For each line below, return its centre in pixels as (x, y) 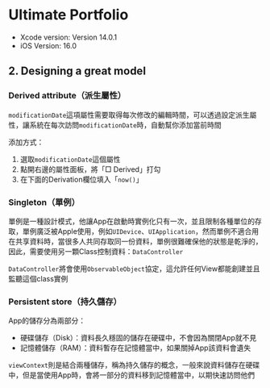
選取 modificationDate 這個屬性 (70, 159)
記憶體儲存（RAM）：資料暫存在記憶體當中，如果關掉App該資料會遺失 (135, 348)
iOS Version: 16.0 (48, 45)
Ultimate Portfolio (69, 15)
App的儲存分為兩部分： (47, 321)
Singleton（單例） (44, 202)
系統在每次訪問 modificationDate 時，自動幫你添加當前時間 (125, 125)
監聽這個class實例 (38, 278)
